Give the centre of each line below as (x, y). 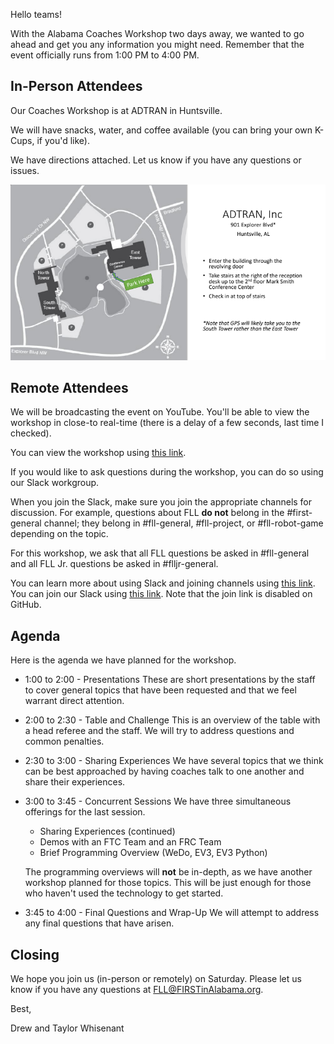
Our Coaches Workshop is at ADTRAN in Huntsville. (116, 110)
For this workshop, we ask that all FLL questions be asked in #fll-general (160, 553)
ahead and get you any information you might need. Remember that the (157, 44)
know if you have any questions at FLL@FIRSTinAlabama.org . (137, 990)
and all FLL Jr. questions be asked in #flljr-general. (114, 564)
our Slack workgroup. (55, 483)
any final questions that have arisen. (99, 923)
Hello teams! (36, 14)
